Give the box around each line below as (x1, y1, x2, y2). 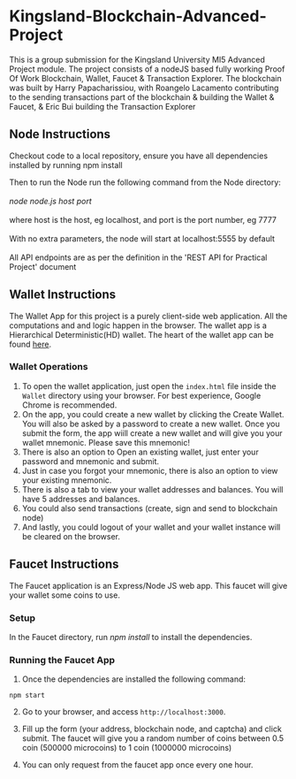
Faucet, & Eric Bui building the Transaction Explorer (9, 101, 196, 111)
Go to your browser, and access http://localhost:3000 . (21, 706, 226, 717)
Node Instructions (9, 126, 111, 142)
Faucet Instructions (9, 557, 119, 572)
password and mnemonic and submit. (21, 455, 160, 466)
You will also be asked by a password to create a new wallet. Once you (21, 418, 280, 429)
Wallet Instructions (9, 287, 117, 302)
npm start (9, 691, 46, 700)
